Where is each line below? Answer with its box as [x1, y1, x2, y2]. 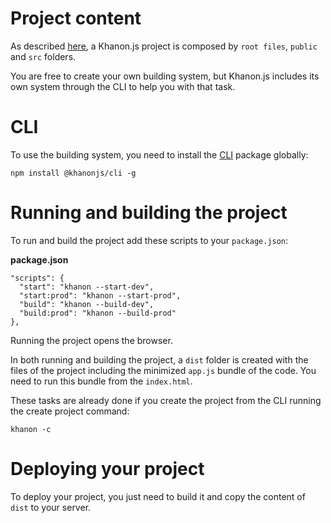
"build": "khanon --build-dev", [19, 299, 155, 309]
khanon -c [10, 424, 52, 434]
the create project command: [10, 405, 130, 417]
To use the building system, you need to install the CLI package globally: [10, 148, 309, 161]
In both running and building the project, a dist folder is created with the [10, 353, 309, 366]
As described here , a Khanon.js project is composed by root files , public [10, 40, 318, 52]
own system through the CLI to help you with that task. [10, 80, 236, 92]
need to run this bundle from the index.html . [10, 375, 193, 387]
